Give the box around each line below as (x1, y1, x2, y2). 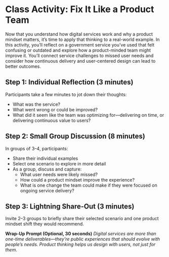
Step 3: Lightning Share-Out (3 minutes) (5, 202, 135, 210)
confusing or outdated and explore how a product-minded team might (5, 47, 151, 53)
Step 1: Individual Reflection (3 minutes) (5, 78, 134, 87)
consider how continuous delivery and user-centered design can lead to (5, 58, 156, 64)
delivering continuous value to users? (12, 117, 91, 123)
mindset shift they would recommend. (5, 221, 85, 227)
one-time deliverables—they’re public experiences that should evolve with (5, 236, 160, 242)
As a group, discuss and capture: (12, 166, 82, 172)
